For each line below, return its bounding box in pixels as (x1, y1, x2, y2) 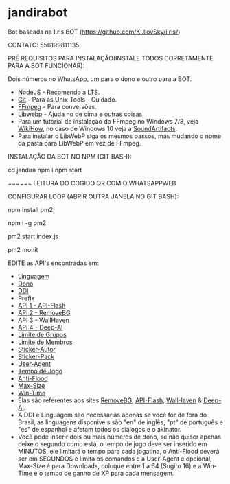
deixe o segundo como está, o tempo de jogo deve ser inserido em (17, 439, 208, 448)
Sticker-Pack (17, 352, 54, 360)
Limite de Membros (17, 338, 73, 346)
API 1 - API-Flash (17, 301, 66, 310)
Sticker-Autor (17, 345, 56, 353)
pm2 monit (8, 245, 38, 253)
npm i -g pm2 (8, 218, 47, 227)
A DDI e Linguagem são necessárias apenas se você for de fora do (17, 411, 207, 419)
